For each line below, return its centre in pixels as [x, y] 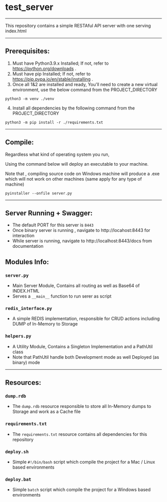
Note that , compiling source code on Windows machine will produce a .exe [83, 174]
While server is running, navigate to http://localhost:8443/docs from [82, 241]
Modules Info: [27, 262]
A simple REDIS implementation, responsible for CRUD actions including [86, 319]
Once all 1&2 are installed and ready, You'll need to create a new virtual [85, 84]
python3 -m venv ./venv [30, 99]
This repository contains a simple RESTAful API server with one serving [78, 25]
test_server [29, 7]
